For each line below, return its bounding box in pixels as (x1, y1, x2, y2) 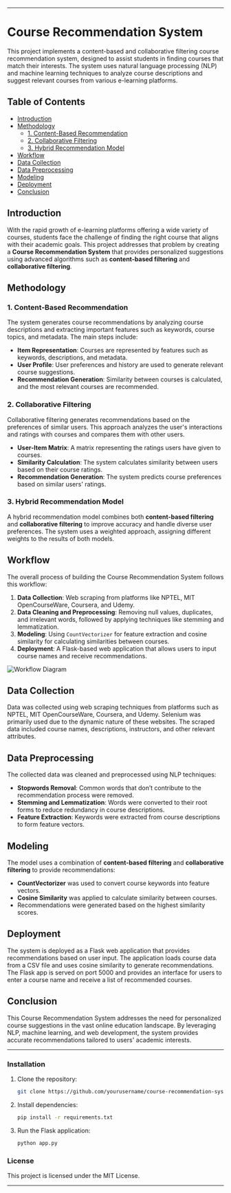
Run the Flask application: (16, 1126, 91, 1135)
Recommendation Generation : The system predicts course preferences (16, 472, 222, 481)
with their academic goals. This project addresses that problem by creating (7, 240, 220, 248)
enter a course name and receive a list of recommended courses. (7, 975, 192, 983)
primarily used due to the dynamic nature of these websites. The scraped (7, 717, 215, 726)
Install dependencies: (16, 1100, 78, 1108)
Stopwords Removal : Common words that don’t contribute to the (16, 784, 201, 792)
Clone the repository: (16, 1075, 78, 1083)
